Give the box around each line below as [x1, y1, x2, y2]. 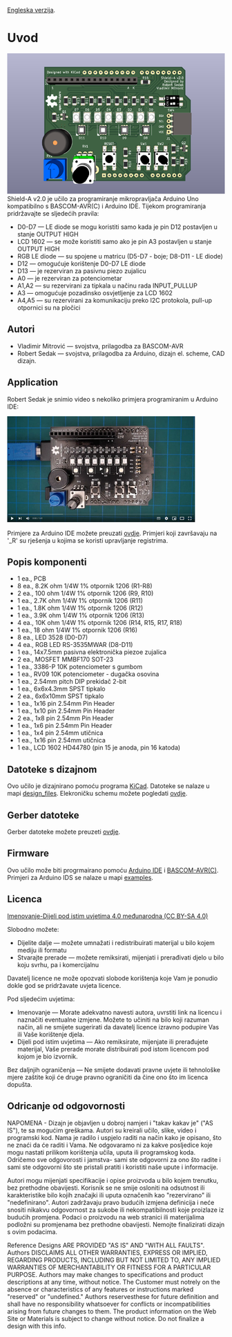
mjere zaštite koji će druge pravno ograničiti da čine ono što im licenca [7, 1073, 209, 1081]
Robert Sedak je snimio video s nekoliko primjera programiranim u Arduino [7, 395, 219, 403]
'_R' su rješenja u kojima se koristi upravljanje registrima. [7, 536, 168, 545]
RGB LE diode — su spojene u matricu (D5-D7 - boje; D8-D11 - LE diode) [17, 252, 223, 261]
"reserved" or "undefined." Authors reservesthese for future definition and [7, 1292, 219, 1300]
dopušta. [7, 1080, 32, 1088]
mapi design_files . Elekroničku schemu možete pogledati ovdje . [7, 789, 188, 798]
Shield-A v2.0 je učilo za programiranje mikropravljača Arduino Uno [7, 195, 199, 203]
